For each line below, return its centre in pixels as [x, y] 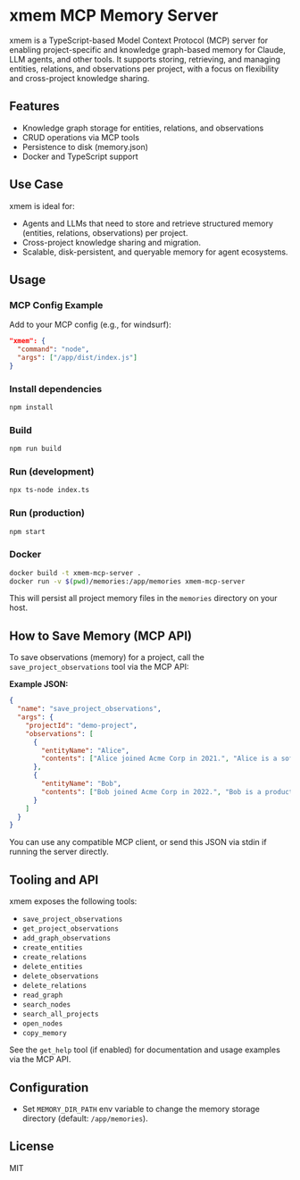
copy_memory [44, 1034]
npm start [28, 531]
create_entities [52, 948]
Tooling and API [54, 879]
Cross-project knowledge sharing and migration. [111, 242]
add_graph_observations [67, 939]
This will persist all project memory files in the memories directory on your [143, 598]
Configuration [49, 1088]
